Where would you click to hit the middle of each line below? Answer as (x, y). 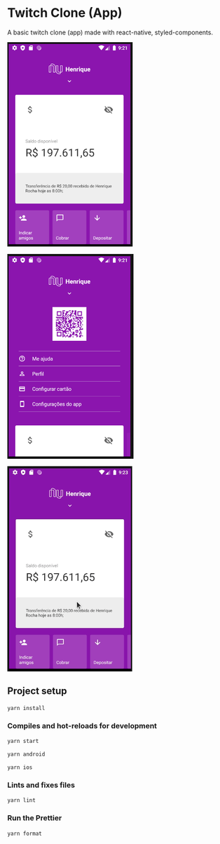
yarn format (25, 833)
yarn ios (20, 768)
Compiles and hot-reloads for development (82, 725)
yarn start (23, 742)
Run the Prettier (35, 818)
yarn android (26, 755)
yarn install (26, 708)
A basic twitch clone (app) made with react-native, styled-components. (110, 32)
